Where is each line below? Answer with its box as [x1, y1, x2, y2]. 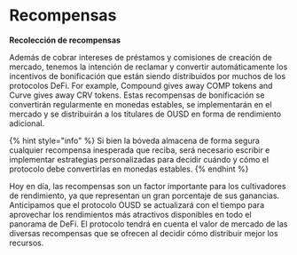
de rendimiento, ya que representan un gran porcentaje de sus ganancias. [9, 190, 280, 201]
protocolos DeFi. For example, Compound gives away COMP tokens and [9, 80, 273, 91]
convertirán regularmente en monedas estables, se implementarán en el [9, 99, 272, 109]
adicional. [9, 117, 45, 129]
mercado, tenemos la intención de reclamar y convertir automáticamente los [9, 61, 288, 72]
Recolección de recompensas [9, 35, 121, 45]
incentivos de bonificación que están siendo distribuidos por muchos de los [9, 70, 286, 81]
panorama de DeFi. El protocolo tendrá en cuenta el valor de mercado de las [9, 219, 288, 229]
